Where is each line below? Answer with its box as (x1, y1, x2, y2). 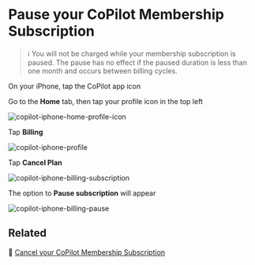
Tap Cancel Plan (8, 158, 62, 167)
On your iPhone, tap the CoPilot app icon (8, 81, 141, 91)
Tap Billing (8, 127, 43, 136)
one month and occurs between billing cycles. (27, 65, 178, 76)
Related (8, 226, 47, 240)
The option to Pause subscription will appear (8, 188, 156, 198)
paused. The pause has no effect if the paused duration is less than (27, 58, 247, 67)
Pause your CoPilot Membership (8, 6, 225, 24)
